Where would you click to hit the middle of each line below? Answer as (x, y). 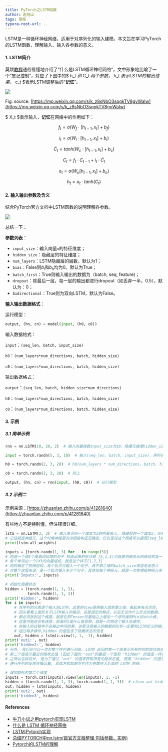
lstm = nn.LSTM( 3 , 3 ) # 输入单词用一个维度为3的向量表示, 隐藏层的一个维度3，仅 (83, 534)
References (17, 707)
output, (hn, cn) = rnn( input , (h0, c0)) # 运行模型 (61, 483)
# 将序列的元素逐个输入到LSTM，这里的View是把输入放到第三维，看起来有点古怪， (87, 608)
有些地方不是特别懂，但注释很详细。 (42, 524)
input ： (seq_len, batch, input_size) (44, 345)
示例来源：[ (17, 508)
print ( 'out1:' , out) (27, 640)
